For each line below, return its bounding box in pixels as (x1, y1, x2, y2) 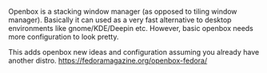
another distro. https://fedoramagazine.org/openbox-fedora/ (8, 56, 208, 65)
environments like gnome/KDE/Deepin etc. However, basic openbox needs (8, 24, 254, 33)
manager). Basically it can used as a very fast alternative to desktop (8, 15, 232, 25)
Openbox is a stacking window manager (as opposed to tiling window (8, 7, 237, 16)
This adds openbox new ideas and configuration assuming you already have (8, 48, 260, 56)
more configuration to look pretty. (8, 32, 119, 41)
